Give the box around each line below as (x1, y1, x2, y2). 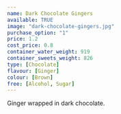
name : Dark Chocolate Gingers (7, 10, 94, 17)
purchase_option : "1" (7, 29, 69, 36)
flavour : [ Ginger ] (7, 67, 59, 74)
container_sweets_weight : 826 (7, 55, 94, 62)
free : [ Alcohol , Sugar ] (7, 80, 75, 87)
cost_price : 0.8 (7, 42, 53, 49)
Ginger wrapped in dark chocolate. (7, 99, 105, 107)
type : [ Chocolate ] (7, 61, 59, 68)
